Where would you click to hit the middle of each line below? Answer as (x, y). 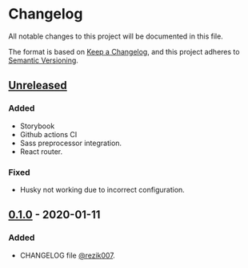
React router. (41, 151)
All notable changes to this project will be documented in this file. (116, 36)
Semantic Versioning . (43, 60)
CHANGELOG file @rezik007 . (68, 255)
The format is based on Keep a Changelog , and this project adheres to (124, 51)
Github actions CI (48, 134)
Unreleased (38, 85)
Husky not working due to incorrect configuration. (102, 189)
